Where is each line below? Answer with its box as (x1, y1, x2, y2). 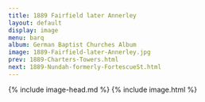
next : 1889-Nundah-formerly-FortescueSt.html (8, 63, 161, 71)
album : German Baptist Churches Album (8, 41, 137, 49)
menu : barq (8, 33, 44, 42)
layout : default (8, 19, 62, 27)
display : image (8, 26, 59, 34)
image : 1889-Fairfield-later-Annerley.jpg (8, 48, 151, 56)
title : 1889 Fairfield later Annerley (8, 11, 137, 20)
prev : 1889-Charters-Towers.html (8, 56, 119, 64)
